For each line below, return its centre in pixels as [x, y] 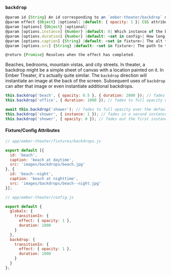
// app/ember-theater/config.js [39, 197]
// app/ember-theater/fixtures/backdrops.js [53, 141]
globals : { [21, 211]
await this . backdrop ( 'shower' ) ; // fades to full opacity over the [78, 110]
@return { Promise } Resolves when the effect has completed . [70, 55]
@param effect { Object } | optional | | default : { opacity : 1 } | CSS [77, 22]
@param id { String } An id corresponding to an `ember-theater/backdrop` [84, 17]
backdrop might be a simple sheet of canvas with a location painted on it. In [84, 70]
